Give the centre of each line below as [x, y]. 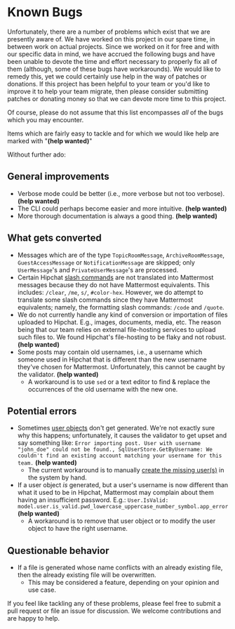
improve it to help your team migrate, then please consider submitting [108, 91]
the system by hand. [58, 477]
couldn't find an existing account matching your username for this [120, 456]
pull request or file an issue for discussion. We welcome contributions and [114, 611]
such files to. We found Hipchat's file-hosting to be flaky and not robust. [122, 337]
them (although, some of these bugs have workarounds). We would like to [114, 69]
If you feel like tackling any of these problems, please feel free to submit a [114, 604]
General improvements [59, 177]
